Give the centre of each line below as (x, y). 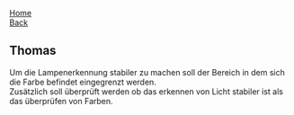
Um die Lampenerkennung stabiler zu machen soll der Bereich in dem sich (147, 72)
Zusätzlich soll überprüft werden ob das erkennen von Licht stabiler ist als (146, 91)
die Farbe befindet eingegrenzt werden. (83, 82)
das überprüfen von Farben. (62, 101)
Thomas (33, 51)
